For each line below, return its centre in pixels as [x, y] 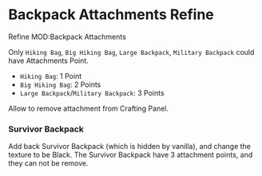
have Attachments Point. [49, 61]
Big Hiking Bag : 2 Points [60, 84]
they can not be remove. [48, 163]
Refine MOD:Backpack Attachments [67, 37]
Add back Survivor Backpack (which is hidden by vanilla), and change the [130, 147]
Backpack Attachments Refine [111, 15]
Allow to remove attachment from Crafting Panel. [89, 108]
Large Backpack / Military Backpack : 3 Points [92, 92]
